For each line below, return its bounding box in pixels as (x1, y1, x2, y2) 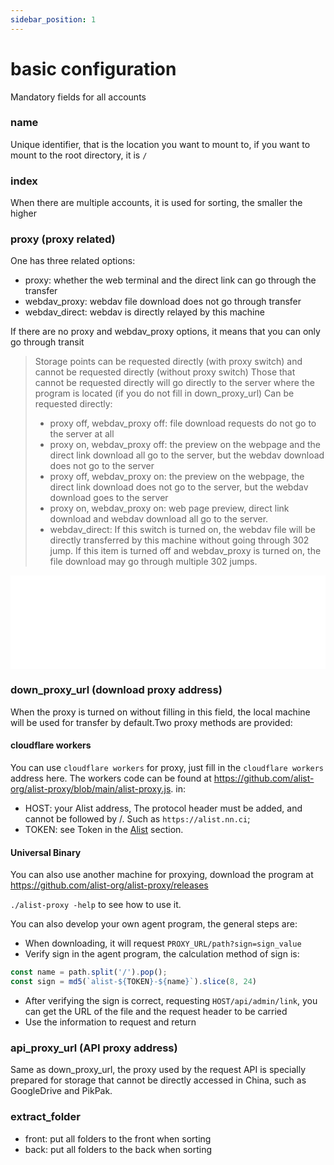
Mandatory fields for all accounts (10, 91, 147, 103)
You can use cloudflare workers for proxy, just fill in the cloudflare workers (10, 761, 325, 773)
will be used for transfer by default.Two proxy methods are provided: (10, 716, 293, 728)
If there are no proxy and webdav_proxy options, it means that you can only (10, 326, 321, 338)
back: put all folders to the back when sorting (24, 1143, 212, 1155)
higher (10, 207, 37, 220)
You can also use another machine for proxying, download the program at (10, 869, 314, 881)
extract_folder (10, 1110, 81, 1124)
